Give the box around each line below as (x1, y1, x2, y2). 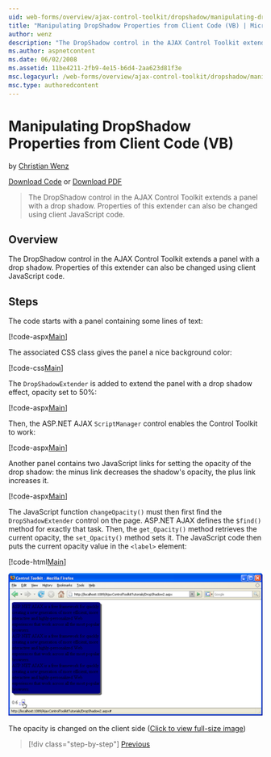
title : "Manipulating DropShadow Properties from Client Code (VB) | (8, 21, 248, 30)
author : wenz (8, 30, 52, 38)
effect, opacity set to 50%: (8, 388, 98, 397)
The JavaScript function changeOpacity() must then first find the (8, 507, 223, 517)
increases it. (8, 476, 49, 486)
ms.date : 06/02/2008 (8, 56, 78, 64)
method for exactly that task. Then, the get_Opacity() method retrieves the (8, 524, 258, 534)
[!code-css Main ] (8, 364, 64, 373)
